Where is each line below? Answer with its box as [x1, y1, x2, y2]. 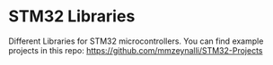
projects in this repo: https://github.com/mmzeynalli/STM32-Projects [8, 45, 263, 55]
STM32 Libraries [8, 6, 136, 27]
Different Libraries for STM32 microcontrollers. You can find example [8, 36, 264, 46]
